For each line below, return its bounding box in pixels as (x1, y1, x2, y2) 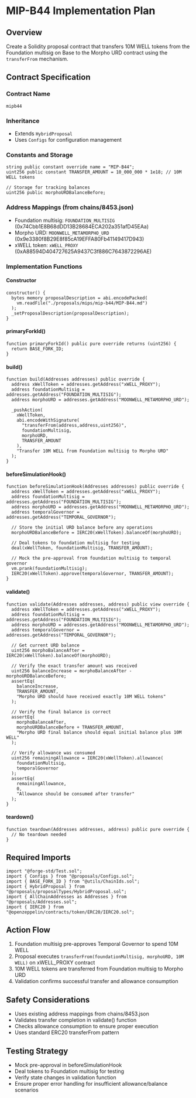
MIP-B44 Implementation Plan (6, 4, 156, 18)
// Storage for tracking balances (6, 184, 91, 191)
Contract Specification (6, 72, 91, 83)
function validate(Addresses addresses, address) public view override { (6, 601, 190, 607)
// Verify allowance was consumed (11, 750, 95, 756)
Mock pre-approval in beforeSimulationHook (14, 1061, 122, 1068)
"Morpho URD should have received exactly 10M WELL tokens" (16, 693, 166, 699)
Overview (6, 28, 43, 37)
